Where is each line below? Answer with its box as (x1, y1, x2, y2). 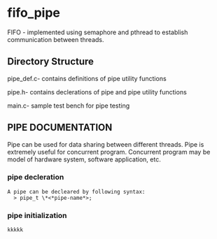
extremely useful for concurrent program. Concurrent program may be (7, 147, 211, 156)
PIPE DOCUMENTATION (7, 122, 113, 133)
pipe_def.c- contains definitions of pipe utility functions (7, 74, 167, 82)
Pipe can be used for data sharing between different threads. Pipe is (7, 140, 204, 148)
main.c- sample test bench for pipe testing (7, 101, 130, 110)
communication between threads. (7, 35, 104, 43)
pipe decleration (7, 173, 64, 182)
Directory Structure (7, 56, 94, 68)
